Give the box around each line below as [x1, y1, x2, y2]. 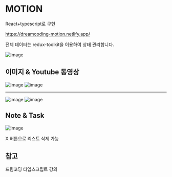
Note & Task [5, 111, 45, 120]
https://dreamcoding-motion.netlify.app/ [5, 31, 91, 37]
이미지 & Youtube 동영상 [5, 68, 79, 77]
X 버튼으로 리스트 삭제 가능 [5, 135, 59, 141]
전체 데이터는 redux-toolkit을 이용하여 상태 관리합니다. [5, 41, 114, 48]
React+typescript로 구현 [5, 20, 55, 27]
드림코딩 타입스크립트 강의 [5, 166, 58, 172]
